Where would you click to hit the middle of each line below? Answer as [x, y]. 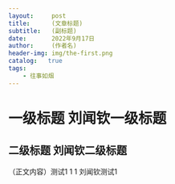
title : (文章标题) [45, 23]
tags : [17, 69]
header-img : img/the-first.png [61, 53]
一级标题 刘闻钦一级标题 [87, 118]
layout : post [37, 16]
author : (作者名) [43, 46]
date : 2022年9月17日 [51, 38]
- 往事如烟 [39, 76]
